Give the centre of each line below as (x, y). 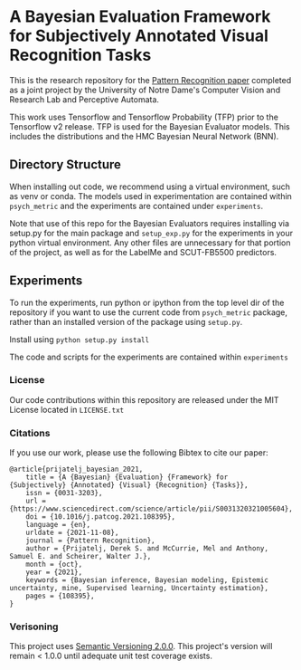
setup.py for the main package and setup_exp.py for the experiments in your (151, 233)
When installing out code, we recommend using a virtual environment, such (150, 187)
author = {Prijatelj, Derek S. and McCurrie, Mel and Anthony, (147, 549)
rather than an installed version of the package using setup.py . (126, 321)
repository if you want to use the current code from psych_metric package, (148, 312)
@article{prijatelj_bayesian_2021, (76, 469)
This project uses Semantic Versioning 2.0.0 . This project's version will (141, 646)
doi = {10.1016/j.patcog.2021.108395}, (101, 517)
